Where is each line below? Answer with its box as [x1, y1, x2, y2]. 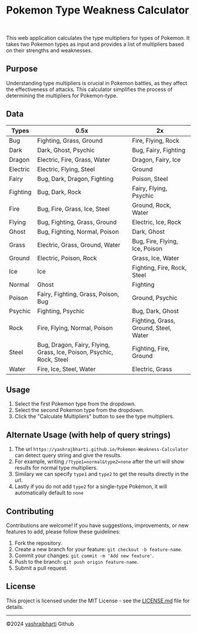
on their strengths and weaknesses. [6, 46, 93, 53]
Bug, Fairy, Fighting [131, 146, 186, 154]
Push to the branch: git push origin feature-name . [14, 558, 139, 565]
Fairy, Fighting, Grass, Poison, [37, 290, 120, 298]
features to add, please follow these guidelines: [6, 528, 121, 535]
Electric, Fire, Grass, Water [37, 155, 110, 163]
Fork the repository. [14, 540, 63, 547]
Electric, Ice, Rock [131, 218, 182, 226]
